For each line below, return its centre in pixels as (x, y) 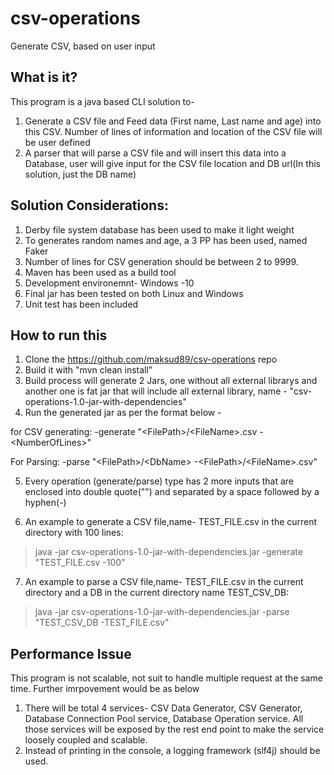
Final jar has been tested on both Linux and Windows (134, 293)
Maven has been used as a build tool (100, 272)
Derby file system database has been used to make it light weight (159, 229)
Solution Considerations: (89, 205)
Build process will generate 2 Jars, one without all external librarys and (171, 381)
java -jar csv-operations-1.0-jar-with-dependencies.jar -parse (162, 612)
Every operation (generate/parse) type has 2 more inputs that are (159, 481)
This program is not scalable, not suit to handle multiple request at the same (166, 678)
